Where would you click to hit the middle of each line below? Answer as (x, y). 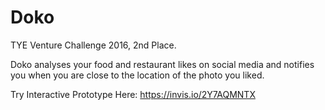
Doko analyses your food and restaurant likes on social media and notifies (162, 64)
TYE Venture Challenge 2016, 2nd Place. (93, 45)
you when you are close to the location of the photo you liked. (137, 75)
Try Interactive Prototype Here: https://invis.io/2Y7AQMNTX (133, 94)
